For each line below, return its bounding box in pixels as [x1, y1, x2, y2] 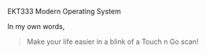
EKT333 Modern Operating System [7, 7, 121, 16]
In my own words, [7, 22, 65, 31]
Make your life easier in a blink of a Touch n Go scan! [26, 37, 199, 46]
